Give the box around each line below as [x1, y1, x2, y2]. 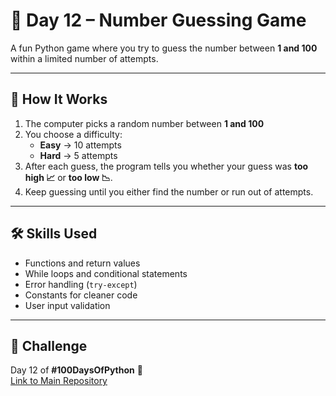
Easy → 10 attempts [39, 139, 122, 151]
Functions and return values [24, 257, 141, 269]
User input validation [24, 299, 111, 311]
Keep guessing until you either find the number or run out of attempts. [24, 185, 314, 198]
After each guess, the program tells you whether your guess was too [24, 160, 309, 172]
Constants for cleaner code [24, 289, 138, 301]
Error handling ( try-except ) [24, 278, 138, 290]
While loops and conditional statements [24, 267, 188, 279]
